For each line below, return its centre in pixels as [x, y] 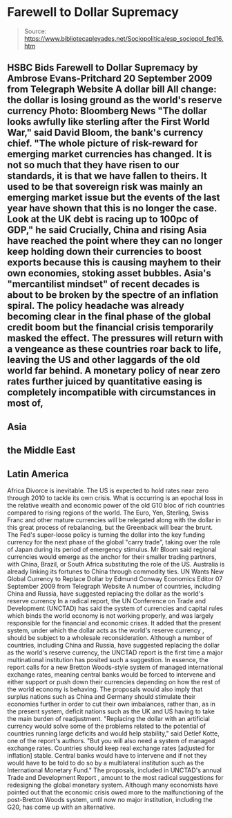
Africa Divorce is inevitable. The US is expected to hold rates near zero [108, 490]
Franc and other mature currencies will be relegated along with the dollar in [114, 519]
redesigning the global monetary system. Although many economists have [113, 785]
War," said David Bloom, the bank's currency [105, 133]
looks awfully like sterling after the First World [108, 122]
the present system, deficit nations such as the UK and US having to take [111, 711]
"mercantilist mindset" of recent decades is [104, 284]
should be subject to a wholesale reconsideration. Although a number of [110, 637]
